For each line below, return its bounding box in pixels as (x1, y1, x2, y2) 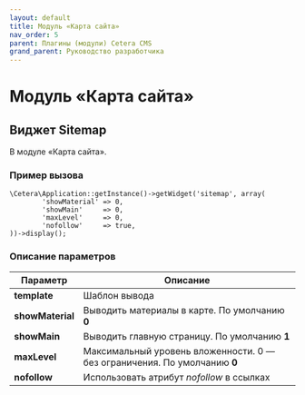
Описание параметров (9, 251, 116, 263)
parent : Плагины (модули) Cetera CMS (9, 38, 152, 48)
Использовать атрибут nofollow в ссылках (83, 370, 271, 383)
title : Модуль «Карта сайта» (9, 22, 120, 31)
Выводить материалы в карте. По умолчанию (83, 303, 285, 316)
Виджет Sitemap (9, 122, 107, 137)
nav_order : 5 (9, 30, 59, 39)
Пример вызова (9, 169, 84, 182)
